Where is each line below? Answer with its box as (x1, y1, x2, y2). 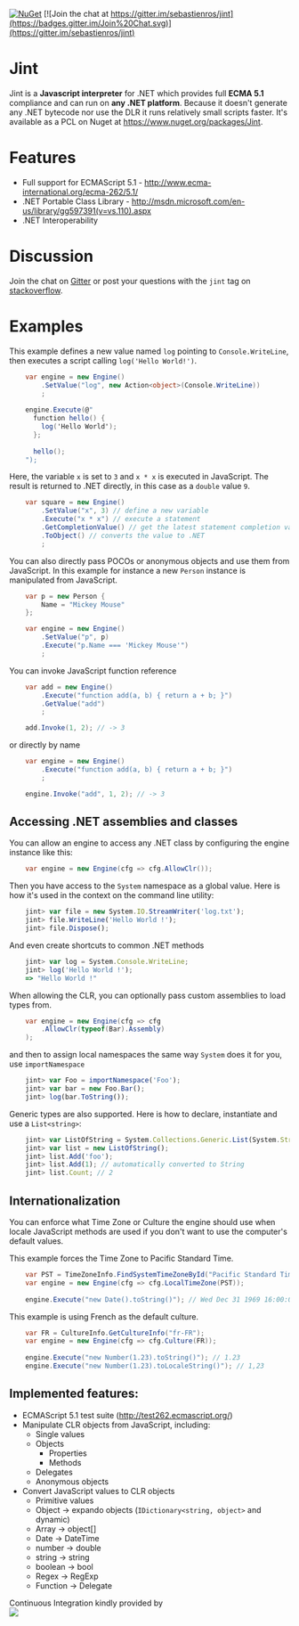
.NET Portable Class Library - (21, 196, 131, 207)
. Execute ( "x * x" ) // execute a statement (41, 515, 201, 524)
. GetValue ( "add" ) (41, 699, 105, 708)
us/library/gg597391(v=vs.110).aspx (21, 205, 151, 216)
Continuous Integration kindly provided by (9, 1597, 163, 1608)
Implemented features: (9, 1386, 140, 1401)
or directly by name (9, 739, 81, 750)
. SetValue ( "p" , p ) (41, 633, 109, 641)
